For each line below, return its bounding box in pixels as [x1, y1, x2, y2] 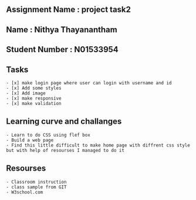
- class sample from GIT [6, 184, 67, 190]
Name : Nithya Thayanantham [6, 25, 117, 35]
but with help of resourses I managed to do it [6, 147, 125, 153]
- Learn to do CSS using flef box [6, 132, 91, 138]
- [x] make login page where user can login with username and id [6, 80, 172, 86]
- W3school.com [6, 189, 43, 195]
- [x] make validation [6, 100, 62, 106]
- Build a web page [6, 137, 54, 143]
